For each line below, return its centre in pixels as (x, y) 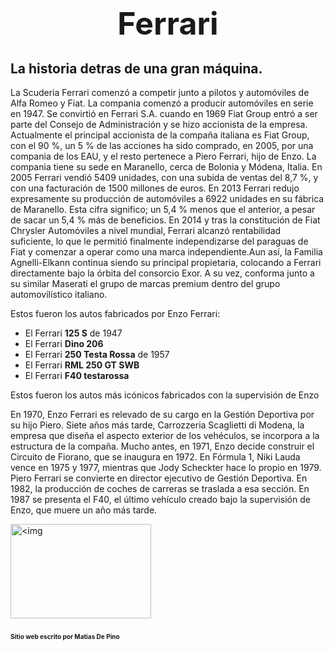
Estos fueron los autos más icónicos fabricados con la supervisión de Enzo (165, 395)
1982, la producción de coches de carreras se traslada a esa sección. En (160, 488)
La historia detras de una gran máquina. (136, 68)
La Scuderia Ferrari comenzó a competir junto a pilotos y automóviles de (160, 92)
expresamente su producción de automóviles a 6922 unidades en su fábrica (167, 198)
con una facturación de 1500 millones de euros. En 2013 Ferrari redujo (155, 188)
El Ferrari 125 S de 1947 (73, 333)
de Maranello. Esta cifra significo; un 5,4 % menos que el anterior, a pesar (163, 209)
